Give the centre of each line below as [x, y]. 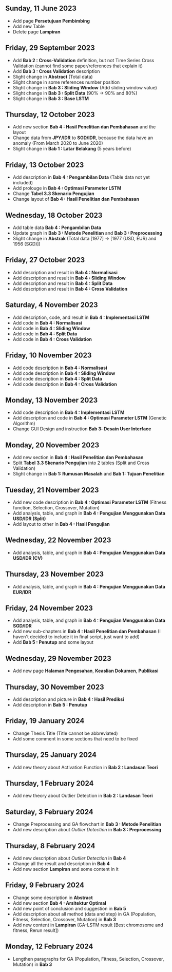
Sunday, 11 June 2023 [41, 8]
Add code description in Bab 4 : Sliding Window [64, 373]
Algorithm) [24, 424]
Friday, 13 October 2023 [45, 165]
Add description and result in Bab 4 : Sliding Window [69, 278]
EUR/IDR [22, 592]
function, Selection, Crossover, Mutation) [56, 507]
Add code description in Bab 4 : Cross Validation [65, 384]
